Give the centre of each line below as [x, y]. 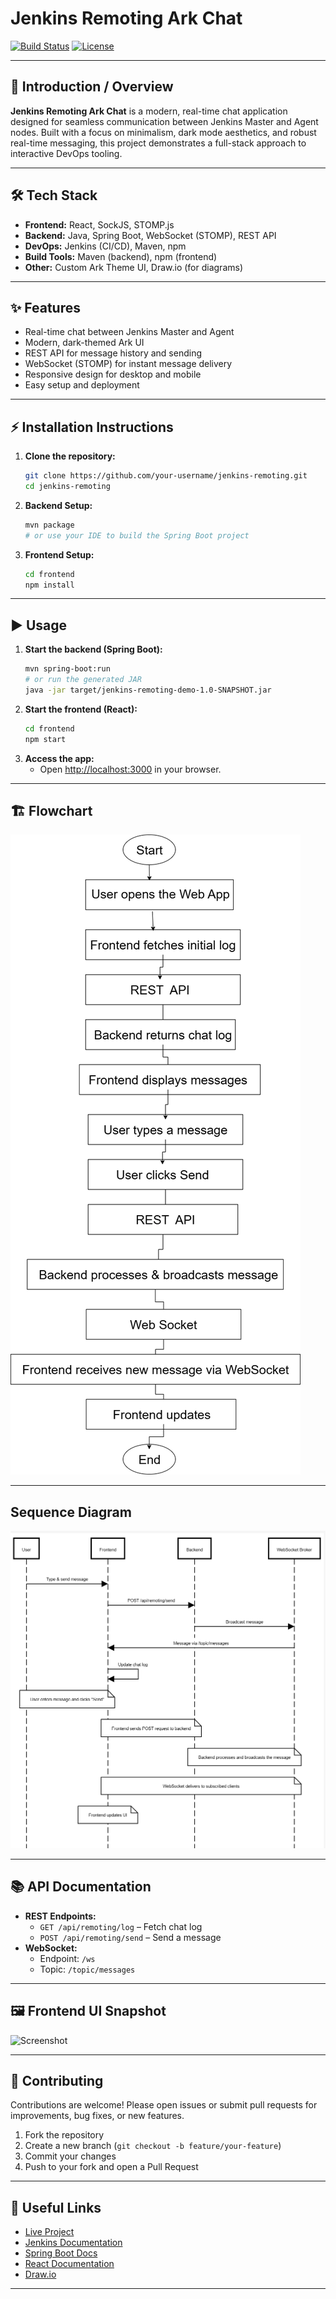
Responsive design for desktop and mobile [113, 374]
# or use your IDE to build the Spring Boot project [137, 535]
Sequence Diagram [71, 1512]
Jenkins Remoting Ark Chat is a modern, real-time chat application [149, 111]
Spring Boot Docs [61, 2253]
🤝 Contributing [57, 2080]
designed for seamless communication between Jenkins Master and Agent [164, 121]
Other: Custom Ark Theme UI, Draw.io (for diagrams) [134, 267]
